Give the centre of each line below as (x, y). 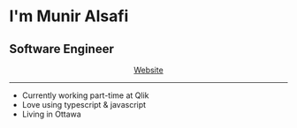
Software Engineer (62, 49)
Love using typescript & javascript (84, 105)
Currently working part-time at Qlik (85, 95)
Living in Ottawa (51, 114)
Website (148, 70)
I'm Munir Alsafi (69, 16)
